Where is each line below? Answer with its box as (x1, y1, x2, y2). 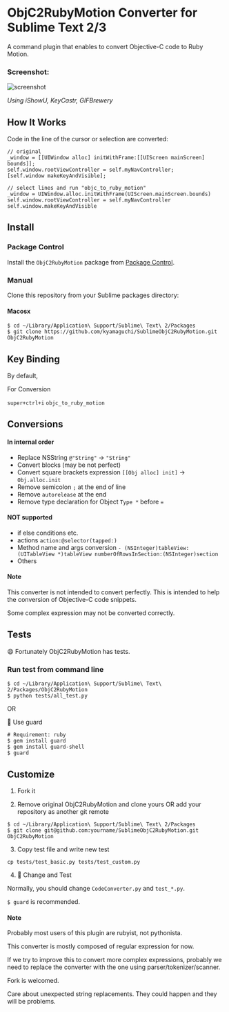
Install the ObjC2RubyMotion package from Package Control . (7, 258, 175, 266)
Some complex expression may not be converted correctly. (7, 609, 175, 617)
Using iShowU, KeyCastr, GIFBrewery (7, 96, 113, 105)
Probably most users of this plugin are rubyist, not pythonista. (7, 929, 183, 937)
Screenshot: (7, 67, 50, 77)
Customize (7, 768, 55, 780)
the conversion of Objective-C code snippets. (7, 596, 137, 604)
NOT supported (7, 513, 53, 522)
